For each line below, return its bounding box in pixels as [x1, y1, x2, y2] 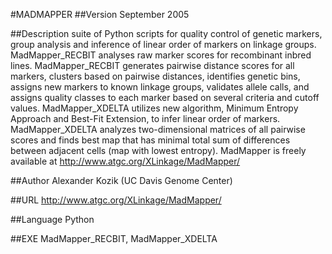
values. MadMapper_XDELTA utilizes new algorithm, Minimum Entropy [10, 102, 299, 114]
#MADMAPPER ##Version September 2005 [10, 9, 190, 20]
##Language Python [10, 214, 95, 225]
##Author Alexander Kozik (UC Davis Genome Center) [10, 175, 233, 186]
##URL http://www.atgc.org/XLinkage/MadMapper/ [10, 194, 222, 206]
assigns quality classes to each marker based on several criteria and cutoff [10, 92, 320, 103]
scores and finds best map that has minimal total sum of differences [10, 134, 291, 146]
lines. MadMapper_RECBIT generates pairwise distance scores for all [10, 60, 295, 71]
